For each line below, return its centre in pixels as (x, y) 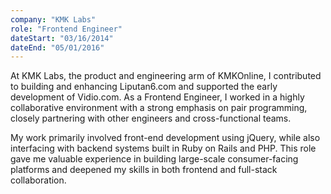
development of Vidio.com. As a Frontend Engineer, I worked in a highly (157, 97)
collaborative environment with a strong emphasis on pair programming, (159, 108)
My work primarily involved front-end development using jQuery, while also (165, 138)
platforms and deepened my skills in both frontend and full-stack (144, 170)
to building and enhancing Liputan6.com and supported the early (144, 87)
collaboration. (38, 180)
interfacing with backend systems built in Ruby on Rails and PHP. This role (163, 148)
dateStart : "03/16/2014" (62, 38)
